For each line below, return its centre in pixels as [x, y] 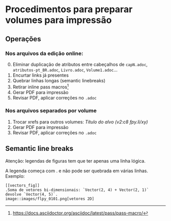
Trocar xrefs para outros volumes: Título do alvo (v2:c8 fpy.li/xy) [80, 122]
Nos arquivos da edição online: [44, 53]
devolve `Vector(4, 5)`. [32, 194]
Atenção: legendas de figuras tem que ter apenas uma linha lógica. [76, 161]
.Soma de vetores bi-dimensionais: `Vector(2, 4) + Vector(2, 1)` [77, 190]
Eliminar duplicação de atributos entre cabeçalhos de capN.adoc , [80, 64]
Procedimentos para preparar [69, 9]
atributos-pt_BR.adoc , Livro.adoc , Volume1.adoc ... [65, 70]
